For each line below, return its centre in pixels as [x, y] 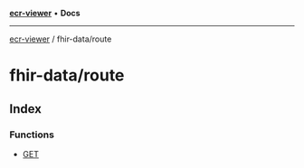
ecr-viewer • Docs [45, 13]
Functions [32, 135]
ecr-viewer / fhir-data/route [61, 39]
